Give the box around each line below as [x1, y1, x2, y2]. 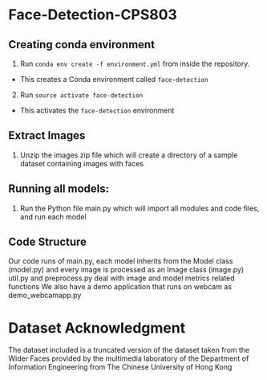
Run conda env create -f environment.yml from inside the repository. [19, 59, 250, 68]
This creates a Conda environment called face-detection [19, 75, 208, 84]
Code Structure [8, 235, 87, 249]
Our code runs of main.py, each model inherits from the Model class [8, 256, 233, 266]
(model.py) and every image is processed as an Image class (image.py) [8, 265, 245, 275]
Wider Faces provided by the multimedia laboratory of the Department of [8, 353, 249, 363]
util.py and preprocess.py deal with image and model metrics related [8, 273, 235, 283]
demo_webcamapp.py [8, 291, 82, 300]
